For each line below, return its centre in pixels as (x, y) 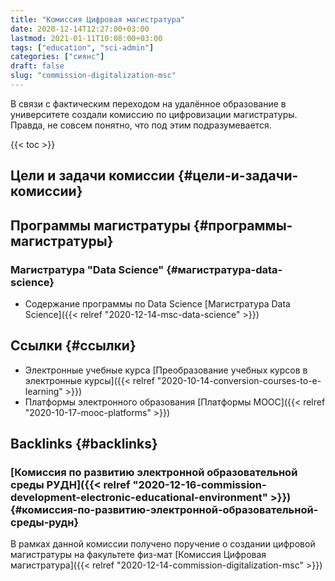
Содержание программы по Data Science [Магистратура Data (157, 303)
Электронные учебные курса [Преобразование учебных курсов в (166, 370)
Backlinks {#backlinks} (84, 444)
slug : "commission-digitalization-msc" (93, 76)
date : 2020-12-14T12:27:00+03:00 (80, 29)
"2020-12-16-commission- (199, 485)
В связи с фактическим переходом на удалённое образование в (148, 103)
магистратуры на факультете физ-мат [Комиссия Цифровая (138, 555)
